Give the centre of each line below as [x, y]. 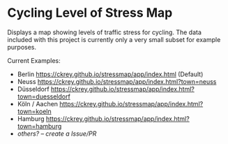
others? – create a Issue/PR [57, 134]
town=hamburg [39, 126]
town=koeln [34, 111]
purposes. [22, 47]
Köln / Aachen [37, 103]
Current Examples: [34, 60]
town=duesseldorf [44, 96]
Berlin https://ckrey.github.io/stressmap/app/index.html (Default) [110, 74]
